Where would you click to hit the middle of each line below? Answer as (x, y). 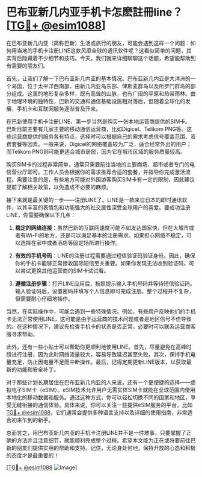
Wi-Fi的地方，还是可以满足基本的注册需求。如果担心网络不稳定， (106, 235)
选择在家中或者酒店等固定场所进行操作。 (70, 242)
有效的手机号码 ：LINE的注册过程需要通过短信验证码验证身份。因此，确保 (105, 255)
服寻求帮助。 (22, 334)
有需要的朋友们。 (27, 65)
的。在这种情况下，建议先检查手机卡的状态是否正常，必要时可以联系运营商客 (101, 326)
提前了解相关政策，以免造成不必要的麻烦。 (59, 187)
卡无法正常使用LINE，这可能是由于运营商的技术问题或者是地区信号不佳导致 (99, 319)
